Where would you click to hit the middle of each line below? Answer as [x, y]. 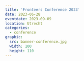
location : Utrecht [24, 23]
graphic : [14, 37]
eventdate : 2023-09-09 [28, 19]
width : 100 [21, 46]
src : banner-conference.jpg [38, 42]
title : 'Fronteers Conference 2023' [42, 10]
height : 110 [22, 51]
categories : [17, 28]
